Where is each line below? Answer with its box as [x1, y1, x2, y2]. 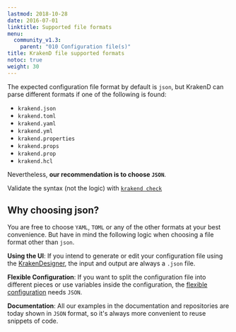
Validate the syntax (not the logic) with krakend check [7, 183, 163, 192]
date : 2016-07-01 [7, 17, 59, 24]
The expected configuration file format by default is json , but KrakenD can [7, 82, 224, 91]
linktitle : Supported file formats [7, 23, 112, 30]
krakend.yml [17, 127, 53, 134]
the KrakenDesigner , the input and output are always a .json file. [7, 259, 196, 268]
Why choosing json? [7, 205, 100, 217]
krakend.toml [17, 113, 57, 120]
